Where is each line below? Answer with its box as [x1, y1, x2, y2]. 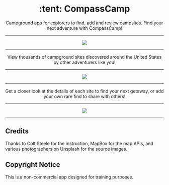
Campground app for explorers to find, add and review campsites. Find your [6, 20, 163, 26]
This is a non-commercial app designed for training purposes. [5, 174, 133, 180]
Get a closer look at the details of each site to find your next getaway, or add [5, 88, 164, 94]
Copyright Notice [5, 160, 60, 169]
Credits [5, 127, 29, 135]
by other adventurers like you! [53, 59, 116, 65]
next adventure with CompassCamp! [47, 25, 122, 31]
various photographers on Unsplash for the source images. [5, 146, 128, 152]
